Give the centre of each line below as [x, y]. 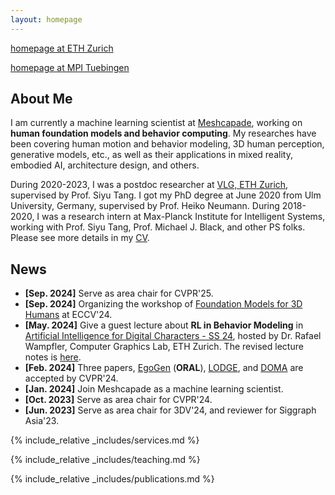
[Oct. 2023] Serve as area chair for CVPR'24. [118, 400]
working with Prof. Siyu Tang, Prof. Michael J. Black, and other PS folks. [158, 227]
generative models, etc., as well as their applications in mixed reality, [151, 155]
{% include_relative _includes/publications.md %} [112, 479]
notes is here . [53, 357]
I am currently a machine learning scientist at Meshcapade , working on [156, 123]
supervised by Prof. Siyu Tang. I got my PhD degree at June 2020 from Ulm [166, 195]
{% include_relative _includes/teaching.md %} [105, 460]
